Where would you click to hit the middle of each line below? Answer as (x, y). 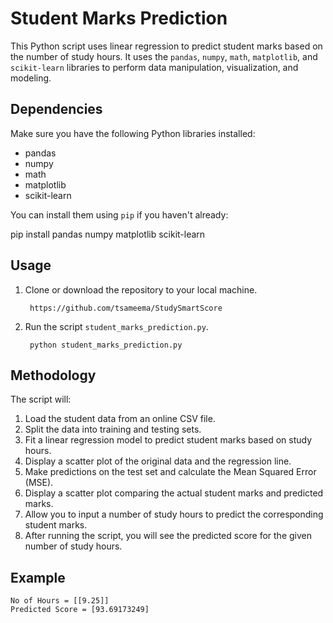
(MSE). (39, 483)
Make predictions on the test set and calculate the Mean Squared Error (170, 472)
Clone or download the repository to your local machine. (141, 289)
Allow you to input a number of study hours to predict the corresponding (174, 514)
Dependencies (56, 109)
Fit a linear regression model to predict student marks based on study (168, 440)
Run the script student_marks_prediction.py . (116, 326)
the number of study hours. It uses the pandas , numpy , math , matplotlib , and (164, 56)
